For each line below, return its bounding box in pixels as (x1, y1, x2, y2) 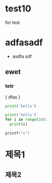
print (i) (9, 122, 28, 127)
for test (5, 19, 20, 25)
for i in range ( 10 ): (5, 117, 48, 122)
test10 (5, 3, 31, 14)
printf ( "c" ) (5, 131, 30, 136)
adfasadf (5, 37, 43, 48)
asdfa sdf (12, 53, 32, 59)
